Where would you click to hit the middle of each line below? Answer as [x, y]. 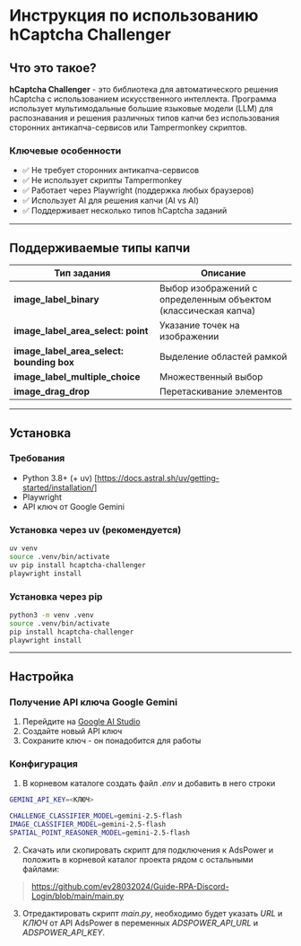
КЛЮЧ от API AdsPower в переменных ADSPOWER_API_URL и [140, 923]
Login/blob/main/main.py [77, 896]
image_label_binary [57, 300]
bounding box [44, 363]
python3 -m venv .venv [52, 615]
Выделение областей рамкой [224, 357]
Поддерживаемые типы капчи [100, 248]
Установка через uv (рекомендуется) [95, 530]
